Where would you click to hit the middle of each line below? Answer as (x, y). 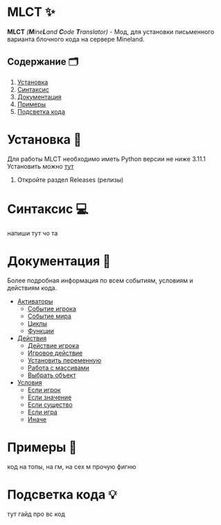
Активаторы (35, 301)
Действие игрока (53, 345)
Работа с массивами (59, 367)
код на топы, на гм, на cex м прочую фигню (72, 467)
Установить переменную (64, 360)
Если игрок (44, 390)
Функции (41, 331)
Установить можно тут (41, 166)
